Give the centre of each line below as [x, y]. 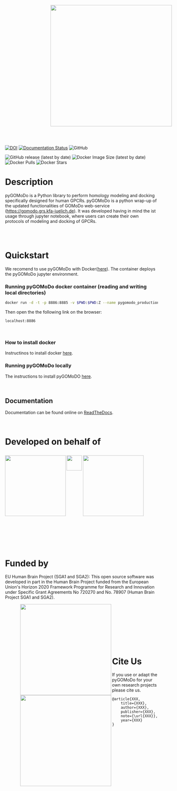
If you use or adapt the [135, 675]
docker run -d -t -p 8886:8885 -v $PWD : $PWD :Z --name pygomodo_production [82, 303]
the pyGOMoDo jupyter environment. [42, 274]
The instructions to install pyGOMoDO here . [48, 376]
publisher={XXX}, [138, 712]
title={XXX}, [134, 704]
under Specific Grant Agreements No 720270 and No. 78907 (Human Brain [80, 592]
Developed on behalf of [53, 442]
